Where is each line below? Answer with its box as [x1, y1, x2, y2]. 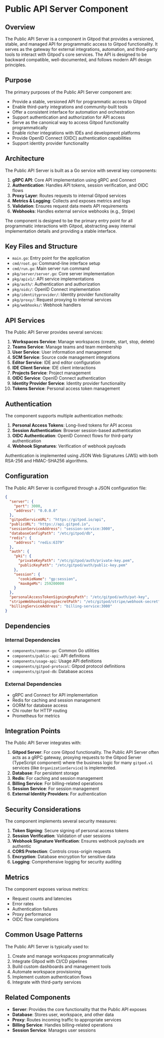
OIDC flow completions [12, 917, 59, 922]
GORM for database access [12, 702, 68, 708]
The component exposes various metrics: [5, 886, 89, 892]
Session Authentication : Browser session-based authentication [12, 428, 142, 434]
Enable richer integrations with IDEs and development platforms [12, 130, 141, 136]
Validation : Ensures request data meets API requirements [12, 203, 128, 209]
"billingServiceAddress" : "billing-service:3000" [9, 603, 112, 608]
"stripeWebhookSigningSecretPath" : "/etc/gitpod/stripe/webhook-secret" [9, 599, 161, 604]
